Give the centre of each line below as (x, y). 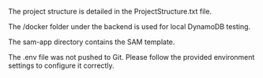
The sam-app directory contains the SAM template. (92, 42)
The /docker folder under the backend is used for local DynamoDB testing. (130, 26)
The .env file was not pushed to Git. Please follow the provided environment (131, 57)
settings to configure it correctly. (61, 65)
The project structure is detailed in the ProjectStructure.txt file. (110, 11)
